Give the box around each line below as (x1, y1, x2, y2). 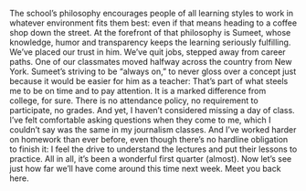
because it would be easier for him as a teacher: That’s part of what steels (9, 76, 289, 86)
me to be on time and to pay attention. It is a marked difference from (9, 86, 267, 96)
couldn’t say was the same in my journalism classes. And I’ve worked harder (9, 124, 297, 135)
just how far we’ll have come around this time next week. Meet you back (9, 164, 281, 174)
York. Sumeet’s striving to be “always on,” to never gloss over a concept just (9, 66, 297, 77)
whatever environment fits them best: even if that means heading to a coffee (9, 17, 298, 28)
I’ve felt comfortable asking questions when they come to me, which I (9, 114, 271, 125)
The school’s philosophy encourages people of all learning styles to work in (9, 8, 294, 18)
